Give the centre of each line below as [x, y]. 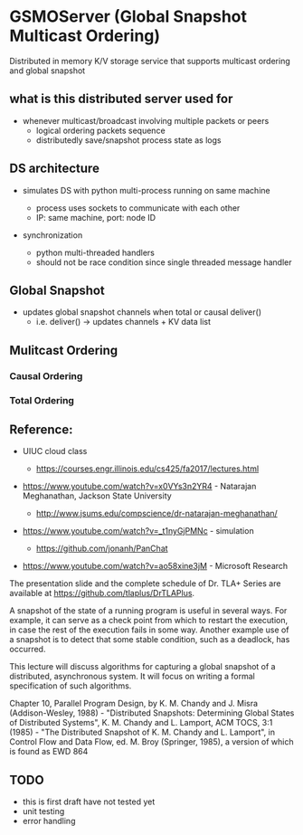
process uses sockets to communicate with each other [138, 208]
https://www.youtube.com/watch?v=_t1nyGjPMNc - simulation [138, 531]
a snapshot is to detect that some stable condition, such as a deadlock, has [150, 640]
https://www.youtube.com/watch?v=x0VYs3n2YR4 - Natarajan [139, 487]
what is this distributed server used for [121, 99]
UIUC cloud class [55, 451]
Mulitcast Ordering [64, 350]
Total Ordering [42, 400]
